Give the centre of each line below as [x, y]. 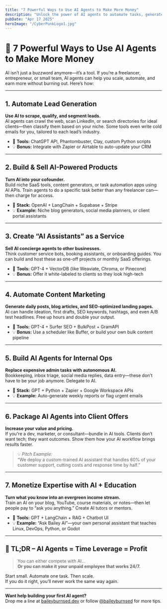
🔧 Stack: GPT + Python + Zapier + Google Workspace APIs [73, 390]
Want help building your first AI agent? [46, 596]
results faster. [19, 444]
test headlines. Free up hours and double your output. [60, 317]
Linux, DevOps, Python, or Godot [46, 528]
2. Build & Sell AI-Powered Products [61, 167]
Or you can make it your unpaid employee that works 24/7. [79, 566]
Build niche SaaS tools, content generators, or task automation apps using [81, 185]
